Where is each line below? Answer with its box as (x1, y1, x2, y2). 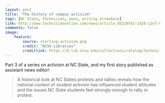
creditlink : (23, 48, 48, 53)
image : (5, 30, 19, 35)
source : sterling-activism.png (23, 39, 87, 44)
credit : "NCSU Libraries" (23, 44, 76, 49)
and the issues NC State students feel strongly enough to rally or (17, 87, 148, 93)
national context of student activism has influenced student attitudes (17, 81, 156, 87)
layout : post (5, 7, 32, 12)
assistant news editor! (5, 67, 50, 73)
